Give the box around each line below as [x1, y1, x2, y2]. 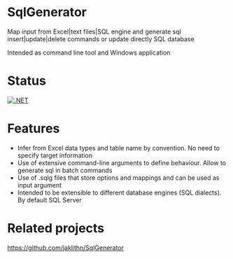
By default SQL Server [17, 195, 82, 204]
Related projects [7, 220, 105, 236]
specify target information [17, 151, 93, 160]
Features [7, 120, 60, 136]
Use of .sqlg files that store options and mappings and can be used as [17, 173, 220, 182]
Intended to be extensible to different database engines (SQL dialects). [17, 188, 222, 197]
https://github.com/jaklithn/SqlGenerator [7, 243, 125, 252]
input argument [17, 181, 62, 189]
